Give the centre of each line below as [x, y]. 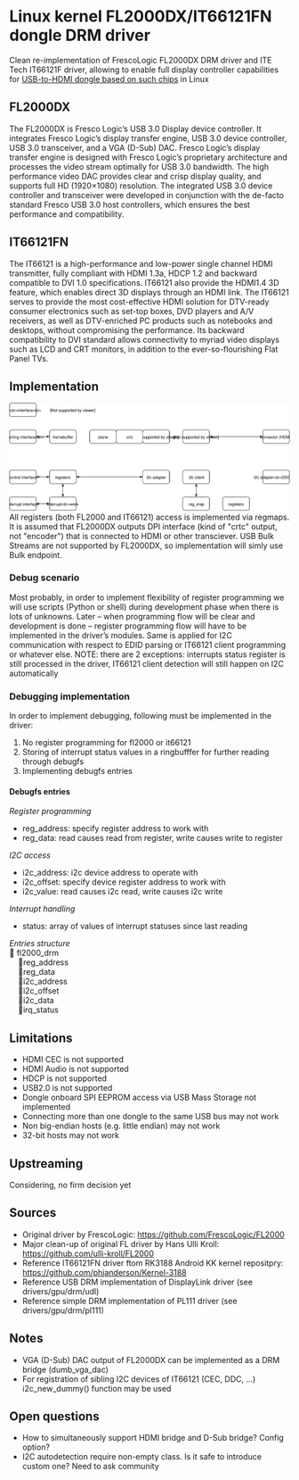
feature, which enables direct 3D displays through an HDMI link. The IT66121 [149, 292]
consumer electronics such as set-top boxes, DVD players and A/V [132, 311]
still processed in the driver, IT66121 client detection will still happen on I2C [147, 663]
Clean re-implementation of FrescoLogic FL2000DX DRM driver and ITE [141, 60]
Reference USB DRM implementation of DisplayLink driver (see [137, 1282]
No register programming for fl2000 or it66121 [106, 743]
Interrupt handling [42, 909]
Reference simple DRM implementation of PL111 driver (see [129, 1301]
